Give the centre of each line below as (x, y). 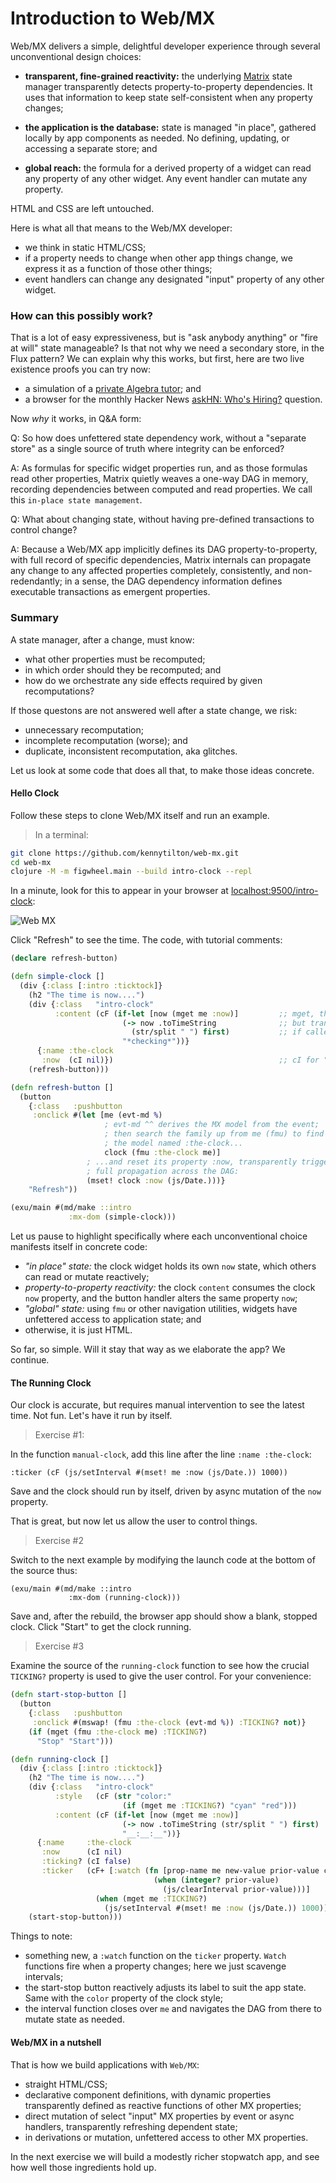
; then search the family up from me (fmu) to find (214, 1134)
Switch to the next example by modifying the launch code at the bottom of (163, 1560)
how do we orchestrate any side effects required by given (143, 680)
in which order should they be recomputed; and (123, 669)
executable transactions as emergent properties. (110, 592)
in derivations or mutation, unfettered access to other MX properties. (166, 2137)
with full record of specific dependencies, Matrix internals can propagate (161, 560)
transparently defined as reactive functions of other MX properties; (163, 2105)
